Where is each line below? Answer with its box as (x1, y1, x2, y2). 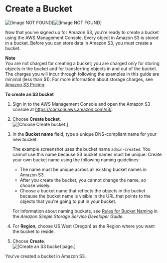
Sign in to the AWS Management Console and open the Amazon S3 (12, 101, 151, 107)
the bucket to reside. (12, 228, 55, 234)
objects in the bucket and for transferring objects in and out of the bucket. (5, 66, 158, 72)
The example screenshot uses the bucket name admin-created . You (12, 146, 151, 152)
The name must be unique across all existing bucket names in (19, 166, 147, 172)
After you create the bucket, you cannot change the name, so (19, 177, 146, 183)
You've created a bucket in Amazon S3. (5, 253, 86, 259)
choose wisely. (19, 182, 51, 188)
